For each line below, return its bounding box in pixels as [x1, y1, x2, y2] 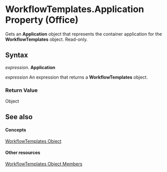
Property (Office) [5, 14, 79, 26]
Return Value [5, 87, 38, 94]
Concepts [5, 127, 26, 133]
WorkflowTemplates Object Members [5, 160, 83, 167]
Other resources [5, 150, 40, 156]
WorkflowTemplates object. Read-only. [5, 36, 88, 42]
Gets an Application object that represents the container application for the [5, 31, 162, 37]
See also [5, 112, 33, 122]
